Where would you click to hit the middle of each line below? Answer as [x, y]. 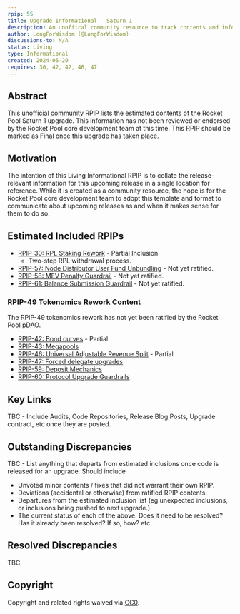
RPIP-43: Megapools [48, 346]
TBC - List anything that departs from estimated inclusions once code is [113, 463]
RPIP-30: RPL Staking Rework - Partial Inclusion [88, 253]
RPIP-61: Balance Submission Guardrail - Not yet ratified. [101, 283]
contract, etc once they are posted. [59, 424]
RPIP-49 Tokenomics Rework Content [74, 302]
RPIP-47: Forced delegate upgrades [70, 362]
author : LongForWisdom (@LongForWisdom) [69, 34]
